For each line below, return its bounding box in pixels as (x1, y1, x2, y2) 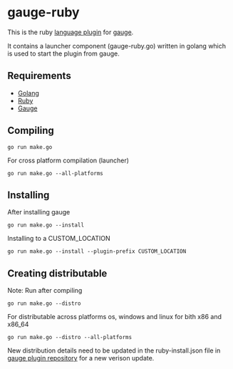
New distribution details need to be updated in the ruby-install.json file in (7, 346, 221, 355)
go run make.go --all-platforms (7, 170, 103, 177)
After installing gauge (7, 208, 71, 217)
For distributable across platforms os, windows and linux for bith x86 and (7, 313, 222, 321)
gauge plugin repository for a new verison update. (7, 354, 155, 363)
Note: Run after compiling (7, 286, 83, 295)
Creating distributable (7, 267, 108, 279)
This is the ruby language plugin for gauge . (7, 28, 134, 36)
